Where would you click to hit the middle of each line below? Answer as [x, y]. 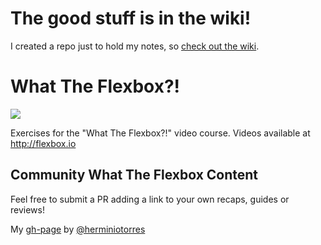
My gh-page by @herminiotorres [78, 229]
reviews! [27, 209]
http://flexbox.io [43, 143]
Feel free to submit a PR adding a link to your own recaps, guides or [150, 199]
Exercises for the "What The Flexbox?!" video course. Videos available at [160, 133]
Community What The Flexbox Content [134, 175]
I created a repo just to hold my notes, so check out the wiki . [135, 46]
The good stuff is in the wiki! [131, 18]
